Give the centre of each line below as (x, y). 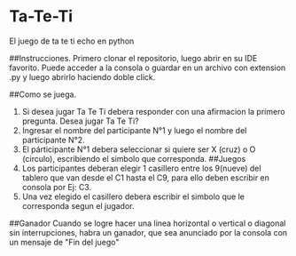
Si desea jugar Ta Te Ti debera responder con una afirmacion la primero (153, 111)
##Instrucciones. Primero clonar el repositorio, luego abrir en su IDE (133, 58)
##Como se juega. (43, 94)
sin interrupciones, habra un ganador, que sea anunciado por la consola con (148, 232)
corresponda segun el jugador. (78, 205)
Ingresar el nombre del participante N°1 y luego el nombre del (134, 130)
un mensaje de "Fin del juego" (64, 242)
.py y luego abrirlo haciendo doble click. (82, 76)
